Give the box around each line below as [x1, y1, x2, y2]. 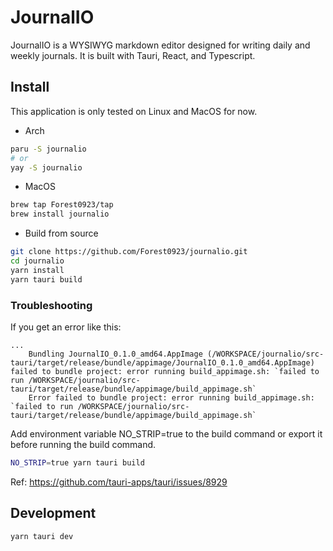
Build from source [24, 227, 99, 240]
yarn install [10, 265, 65, 275]
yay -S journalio [10, 162, 83, 173]
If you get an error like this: [10, 321, 122, 333]
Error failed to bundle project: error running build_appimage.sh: [28, 392, 315, 403]
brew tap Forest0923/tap [10, 200, 114, 210]
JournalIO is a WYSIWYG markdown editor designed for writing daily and [10, 39, 311, 51]
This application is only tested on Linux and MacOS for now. [10, 105, 258, 117]
